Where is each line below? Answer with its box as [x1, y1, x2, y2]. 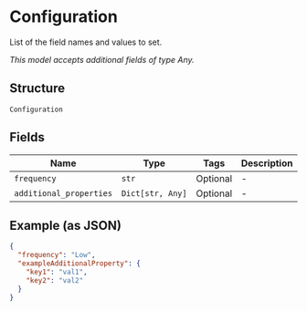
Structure [9, 80, 66, 97]
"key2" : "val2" [26, 275, 84, 285]
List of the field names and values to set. [9, 36, 163, 47]
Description [240, 157, 293, 170]
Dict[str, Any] [121, 188, 187, 198]
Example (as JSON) [9, 217, 122, 233]
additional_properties [14, 188, 112, 198]
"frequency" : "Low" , [17, 251, 96, 260]
